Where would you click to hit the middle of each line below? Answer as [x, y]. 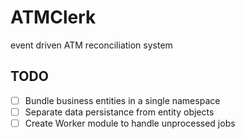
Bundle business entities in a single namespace [122, 100]
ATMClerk [53, 17]
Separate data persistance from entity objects [119, 112]
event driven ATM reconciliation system [91, 45]
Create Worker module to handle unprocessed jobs [130, 123]
